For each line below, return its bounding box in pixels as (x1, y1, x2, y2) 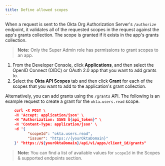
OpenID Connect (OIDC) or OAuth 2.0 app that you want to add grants (12, 67, 156, 73)
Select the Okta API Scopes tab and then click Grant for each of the (12, 78, 153, 84)
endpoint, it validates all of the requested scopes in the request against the (5, 26, 159, 33)
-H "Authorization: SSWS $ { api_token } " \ (14, 117, 101, 122)
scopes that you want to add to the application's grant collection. (12, 83, 146, 89)
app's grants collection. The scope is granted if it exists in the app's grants (5, 32, 159, 38)
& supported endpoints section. (17, 155, 82, 161)
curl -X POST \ (14, 108, 46, 113)
